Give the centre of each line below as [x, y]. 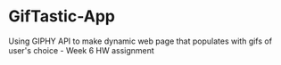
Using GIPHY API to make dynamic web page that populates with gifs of [140, 41]
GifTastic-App [62, 16]
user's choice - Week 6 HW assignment [82, 50]
